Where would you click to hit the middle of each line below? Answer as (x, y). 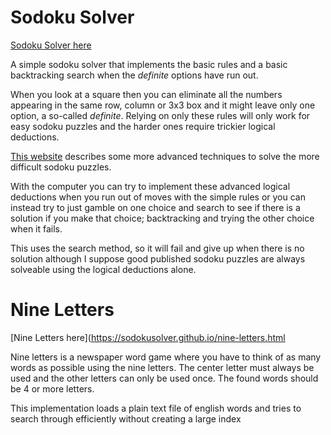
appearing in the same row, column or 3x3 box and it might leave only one (163, 105)
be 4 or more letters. (52, 388)
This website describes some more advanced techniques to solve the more (165, 156)
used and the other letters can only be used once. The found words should (164, 378)
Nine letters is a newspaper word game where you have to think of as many (166, 357)
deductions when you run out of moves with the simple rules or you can (158, 197)
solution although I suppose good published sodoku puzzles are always (158, 258)
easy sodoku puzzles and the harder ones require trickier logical (143, 126)
